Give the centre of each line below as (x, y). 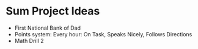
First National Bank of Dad (47, 28)
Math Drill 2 (29, 41)
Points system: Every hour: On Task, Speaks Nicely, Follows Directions (103, 34)
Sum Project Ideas (53, 11)
